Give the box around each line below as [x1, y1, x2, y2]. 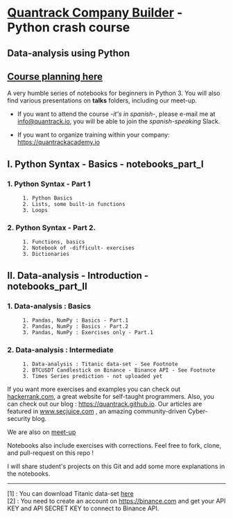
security [7, 415, 31, 423]
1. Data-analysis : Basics [7, 301, 92, 311]
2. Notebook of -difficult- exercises [22, 245, 135, 252]
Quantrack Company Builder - [7, 5, 183, 21]
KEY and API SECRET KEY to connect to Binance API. [7, 504, 159, 512]
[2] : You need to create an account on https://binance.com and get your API [7, 497, 226, 506]
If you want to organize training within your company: [17, 130, 170, 139]
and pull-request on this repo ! [7, 449, 94, 457]
